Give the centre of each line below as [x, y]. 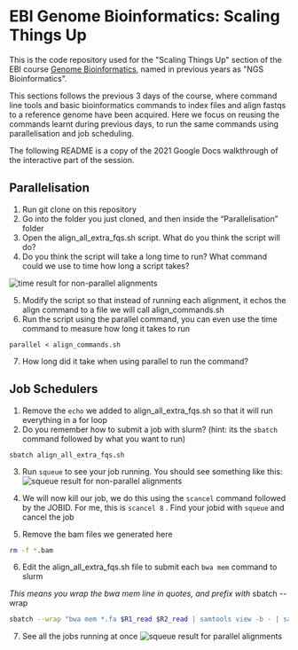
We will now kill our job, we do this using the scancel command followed [154, 497]
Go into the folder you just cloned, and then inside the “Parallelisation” [150, 218]
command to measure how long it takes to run [106, 328]
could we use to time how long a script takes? [106, 266]
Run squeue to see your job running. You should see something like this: [152, 471]
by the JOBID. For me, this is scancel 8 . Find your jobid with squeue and [153, 507]
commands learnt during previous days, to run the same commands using [144, 124]
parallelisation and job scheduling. [72, 133]
